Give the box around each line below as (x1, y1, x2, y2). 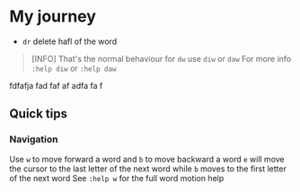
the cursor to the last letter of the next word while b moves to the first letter (9, 163, 287, 174)
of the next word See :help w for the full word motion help (9, 172, 225, 183)
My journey (9, 6, 97, 27)
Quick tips (9, 106, 67, 122)
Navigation (9, 133, 58, 145)
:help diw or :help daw (31, 63, 117, 74)
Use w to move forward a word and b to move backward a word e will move (9, 153, 285, 164)
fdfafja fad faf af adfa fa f (9, 80, 103, 91)
